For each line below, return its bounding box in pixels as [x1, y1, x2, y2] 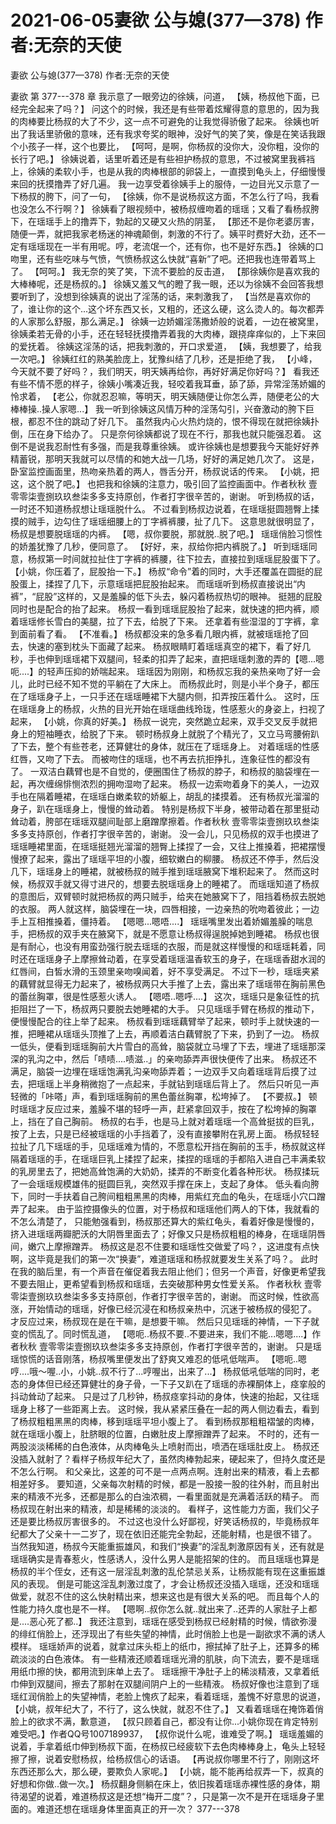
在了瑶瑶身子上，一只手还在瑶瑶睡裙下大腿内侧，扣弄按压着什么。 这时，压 [10, 690, 320, 702]
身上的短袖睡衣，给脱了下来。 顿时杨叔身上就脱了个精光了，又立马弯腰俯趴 [10, 727, 320, 740]
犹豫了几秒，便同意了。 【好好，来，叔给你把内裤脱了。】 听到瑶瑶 [36, 540, 309, 552]
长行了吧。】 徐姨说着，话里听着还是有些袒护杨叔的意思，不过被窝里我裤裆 [10, 152, 315, 165]
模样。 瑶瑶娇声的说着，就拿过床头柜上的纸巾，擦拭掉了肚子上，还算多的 [10, 1640, 311, 1652]
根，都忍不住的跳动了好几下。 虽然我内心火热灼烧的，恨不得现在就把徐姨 [10, 415, 311, 427]
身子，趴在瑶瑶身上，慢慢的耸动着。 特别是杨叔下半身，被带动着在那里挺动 [10, 802, 320, 815]
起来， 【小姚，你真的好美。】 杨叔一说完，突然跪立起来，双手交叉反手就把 [10, 715, 318, 727]
